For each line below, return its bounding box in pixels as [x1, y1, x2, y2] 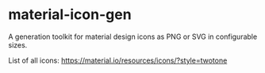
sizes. [8, 40, 28, 49]
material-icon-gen [8, 6, 132, 24]
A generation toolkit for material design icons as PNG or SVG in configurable [8, 32, 258, 41]
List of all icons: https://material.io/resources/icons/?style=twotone [8, 56, 228, 65]
